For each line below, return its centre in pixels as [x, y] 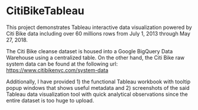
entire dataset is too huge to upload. [50, 100]
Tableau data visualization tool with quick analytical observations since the [97, 94]
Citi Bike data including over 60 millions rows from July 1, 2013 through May [98, 33]
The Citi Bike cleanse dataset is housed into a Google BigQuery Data [90, 51]
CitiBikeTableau [45, 11]
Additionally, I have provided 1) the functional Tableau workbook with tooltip [98, 82]
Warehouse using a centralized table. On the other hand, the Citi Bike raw [95, 57]
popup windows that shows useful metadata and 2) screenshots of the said [98, 88]
